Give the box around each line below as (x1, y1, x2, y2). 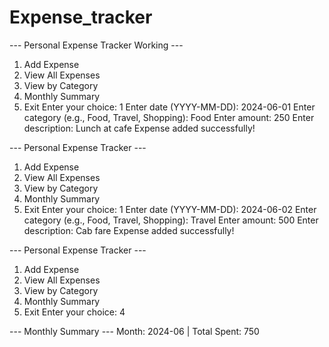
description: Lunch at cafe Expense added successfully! (23, 122, 256, 134)
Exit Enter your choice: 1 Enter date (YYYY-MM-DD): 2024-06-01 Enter (23, 101, 316, 113)
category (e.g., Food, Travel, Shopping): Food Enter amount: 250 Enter (23, 111, 315, 123)
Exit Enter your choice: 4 (23, 306, 126, 318)
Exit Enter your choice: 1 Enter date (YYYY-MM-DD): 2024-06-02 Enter (23, 203, 317, 215)
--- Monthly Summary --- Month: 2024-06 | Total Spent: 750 (9, 325, 260, 337)
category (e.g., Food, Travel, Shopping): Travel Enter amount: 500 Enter (23, 214, 319, 226)
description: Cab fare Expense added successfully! (23, 224, 235, 236)
